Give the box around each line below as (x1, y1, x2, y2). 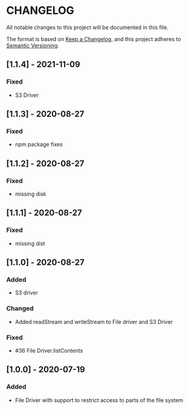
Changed (6, 304, 34, 312)
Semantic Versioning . (6, 42, 59, 49)
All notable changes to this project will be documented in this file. (6, 24, 169, 31)
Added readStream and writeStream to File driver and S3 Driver (14, 318, 173, 325)
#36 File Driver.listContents (14, 346, 83, 354)
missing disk (14, 190, 46, 197)
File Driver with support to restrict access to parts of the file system (14, 396, 184, 403)
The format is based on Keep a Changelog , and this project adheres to (6, 35, 181, 42)
